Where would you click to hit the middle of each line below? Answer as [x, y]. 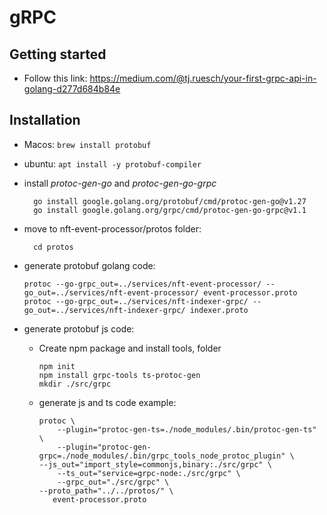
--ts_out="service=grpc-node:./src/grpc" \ [149, 473]
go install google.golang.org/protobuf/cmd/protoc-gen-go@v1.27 [170, 201]
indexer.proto [219, 310]
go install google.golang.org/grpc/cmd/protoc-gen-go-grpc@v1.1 [170, 210]
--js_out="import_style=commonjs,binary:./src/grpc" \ [155, 464]
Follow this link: [55, 78]
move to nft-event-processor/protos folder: [112, 228]
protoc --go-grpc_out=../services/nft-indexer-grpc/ [136, 301]
